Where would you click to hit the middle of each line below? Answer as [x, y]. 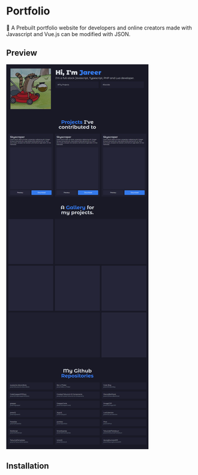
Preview [22, 53]
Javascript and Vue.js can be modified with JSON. [68, 34]
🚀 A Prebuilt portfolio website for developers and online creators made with [99, 28]
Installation [28, 466]
